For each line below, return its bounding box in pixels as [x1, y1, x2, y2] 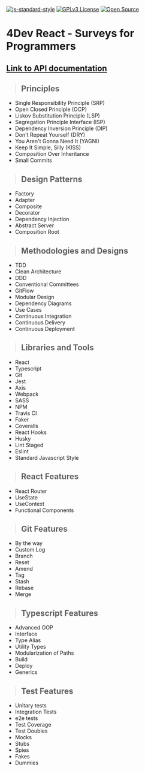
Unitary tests [14, 702, 47, 709]
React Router [14, 487, 47, 495]
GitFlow [14, 287, 34, 294]
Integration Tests [14, 708, 57, 716]
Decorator [14, 209, 40, 216]
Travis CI [14, 409, 37, 417]
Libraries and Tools [20, 342, 94, 353]
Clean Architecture [14, 268, 62, 275]
